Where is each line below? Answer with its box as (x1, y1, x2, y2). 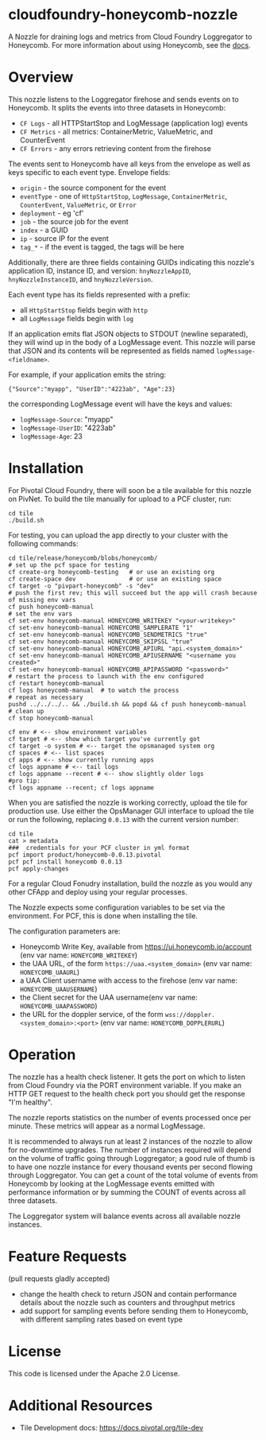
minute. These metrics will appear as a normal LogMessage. (8, 1121, 206, 1131)
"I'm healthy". (8, 1097, 53, 1107)
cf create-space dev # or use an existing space (8, 575, 222, 583)
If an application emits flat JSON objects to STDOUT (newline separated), (8, 328, 249, 339)
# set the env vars (8, 610, 73, 618)
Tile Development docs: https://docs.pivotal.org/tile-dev (19, 1423, 204, 1432)
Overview (8, 68, 74, 87)
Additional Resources (8, 1396, 153, 1415)
